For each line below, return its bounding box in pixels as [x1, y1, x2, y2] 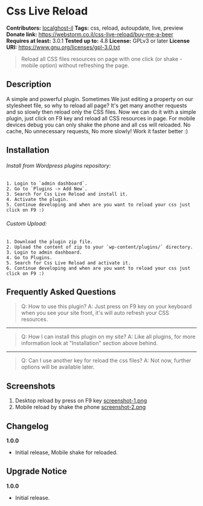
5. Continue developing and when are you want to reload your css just [6, 202, 190, 208]
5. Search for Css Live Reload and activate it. [6, 260, 131, 266]
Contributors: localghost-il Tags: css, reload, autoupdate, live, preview [6, 24, 184, 31]
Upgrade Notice [6, 466, 68, 476]
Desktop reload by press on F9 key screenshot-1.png [14, 397, 147, 404]
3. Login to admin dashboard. [6, 249, 83, 255]
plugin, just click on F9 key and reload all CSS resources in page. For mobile [6, 114, 195, 122]
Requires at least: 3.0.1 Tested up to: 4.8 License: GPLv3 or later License [6, 37, 190, 44]
